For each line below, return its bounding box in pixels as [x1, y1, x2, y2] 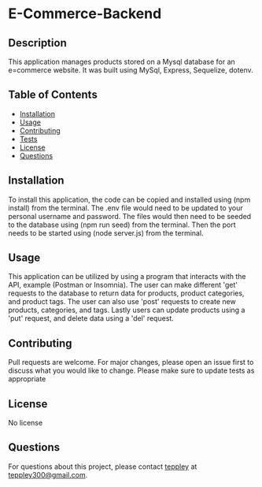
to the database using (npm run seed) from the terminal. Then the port [8, 220, 236, 229]
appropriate [8, 374, 46, 384]
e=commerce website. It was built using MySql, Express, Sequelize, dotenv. [8, 65, 253, 75]
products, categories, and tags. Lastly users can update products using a [8, 305, 245, 315]
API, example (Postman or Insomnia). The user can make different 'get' [8, 281, 238, 290]
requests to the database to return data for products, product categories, [8, 288, 245, 298]
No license [8, 418, 43, 428]
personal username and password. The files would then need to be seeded [8, 211, 252, 221]
